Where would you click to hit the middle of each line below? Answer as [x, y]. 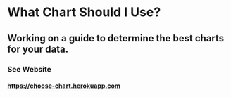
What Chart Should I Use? [84, 12]
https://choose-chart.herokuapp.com [64, 86]
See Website [29, 69]
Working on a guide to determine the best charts [116, 38]
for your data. [38, 49]
